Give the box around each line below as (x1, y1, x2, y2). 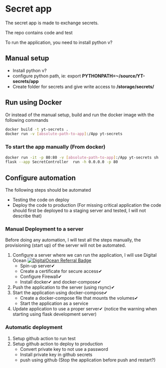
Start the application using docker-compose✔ (12, 290, 108, 296)
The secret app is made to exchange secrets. (5, 20, 99, 26)
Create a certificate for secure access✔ (20, 268, 102, 274)
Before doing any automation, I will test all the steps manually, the (5, 237, 141, 243)
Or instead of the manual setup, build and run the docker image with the (5, 112, 154, 118)
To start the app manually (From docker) (5, 144, 106, 151)
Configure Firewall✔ (20, 273, 62, 280)
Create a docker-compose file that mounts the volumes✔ (20, 295, 138, 301)
